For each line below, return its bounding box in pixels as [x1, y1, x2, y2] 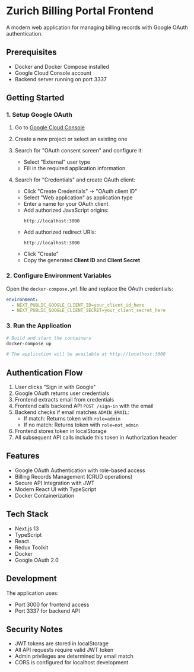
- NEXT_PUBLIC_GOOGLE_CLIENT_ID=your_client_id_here [11, 302, 145, 308]
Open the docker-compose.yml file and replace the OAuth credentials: [6, 285, 174, 292]
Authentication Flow [6, 368, 83, 378]
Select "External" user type [23, 158, 91, 165]
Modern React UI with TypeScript [14, 485, 97, 493]
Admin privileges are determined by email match [14, 652, 133, 660]
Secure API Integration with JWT [14, 479, 95, 486]
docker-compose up [6, 340, 52, 346]
